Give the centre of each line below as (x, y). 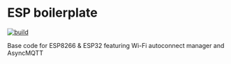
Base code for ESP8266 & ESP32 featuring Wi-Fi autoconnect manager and (116, 45)
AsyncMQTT (25, 53)
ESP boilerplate (52, 13)
